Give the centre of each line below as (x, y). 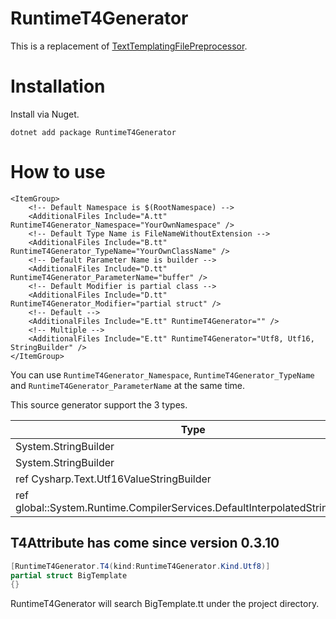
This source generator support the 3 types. (99, 404)
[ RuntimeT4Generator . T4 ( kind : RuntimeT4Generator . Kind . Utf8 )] (140, 566)
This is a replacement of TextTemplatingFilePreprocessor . (129, 46)
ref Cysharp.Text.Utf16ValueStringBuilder (113, 479)
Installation (58, 86)
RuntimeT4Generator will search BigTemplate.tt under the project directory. (165, 604)
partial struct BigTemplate (69, 575)
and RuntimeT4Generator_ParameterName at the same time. (128, 385)
